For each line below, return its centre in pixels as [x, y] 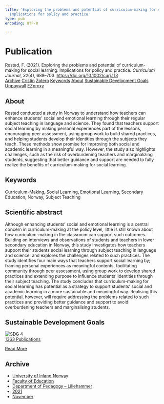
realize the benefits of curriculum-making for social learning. [66, 165]
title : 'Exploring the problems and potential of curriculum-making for [81, 10]
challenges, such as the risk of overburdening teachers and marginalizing [79, 154]
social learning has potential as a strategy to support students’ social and [79, 286]
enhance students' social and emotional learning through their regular [75, 118]
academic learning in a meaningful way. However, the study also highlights [80, 149]
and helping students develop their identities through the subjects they [76, 139]
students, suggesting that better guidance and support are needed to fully [80, 160]
